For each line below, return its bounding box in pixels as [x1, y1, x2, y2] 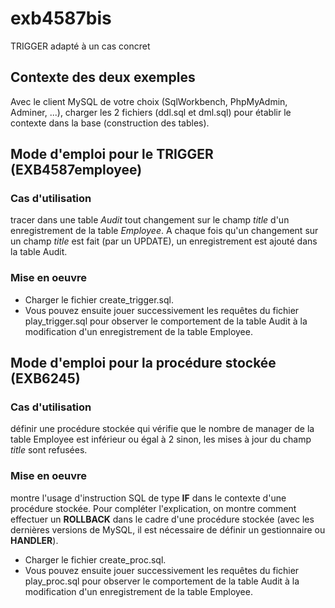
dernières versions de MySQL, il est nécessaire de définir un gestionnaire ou [10, 523, 326, 536]
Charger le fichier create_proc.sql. [24, 553, 167, 566]
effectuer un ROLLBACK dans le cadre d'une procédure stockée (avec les [10, 513, 315, 525]
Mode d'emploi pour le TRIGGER [10, 146, 214, 163]
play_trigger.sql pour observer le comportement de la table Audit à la [24, 315, 308, 327]
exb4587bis [10, 7, 112, 30]
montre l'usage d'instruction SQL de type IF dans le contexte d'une [10, 492, 287, 504]
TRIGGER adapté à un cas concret [10, 40, 151, 52]
